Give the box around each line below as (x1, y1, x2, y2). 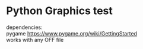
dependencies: (6, 24, 43, 31)
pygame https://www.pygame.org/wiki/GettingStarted (6, 30, 138, 37)
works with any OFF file (6, 36, 64, 43)
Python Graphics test (6, 4, 113, 18)
